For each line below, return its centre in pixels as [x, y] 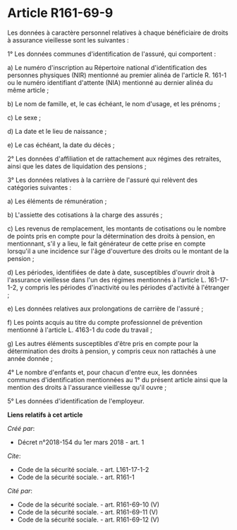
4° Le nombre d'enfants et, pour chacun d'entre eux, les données [102, 372]
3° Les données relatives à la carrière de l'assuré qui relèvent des [103, 180]
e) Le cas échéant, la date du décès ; [61, 145]
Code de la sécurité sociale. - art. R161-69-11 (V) [88, 512]
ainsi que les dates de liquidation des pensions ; [77, 166]
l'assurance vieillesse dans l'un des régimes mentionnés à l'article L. [107, 280]
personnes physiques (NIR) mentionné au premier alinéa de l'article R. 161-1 [117, 75]
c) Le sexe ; [24, 117]
